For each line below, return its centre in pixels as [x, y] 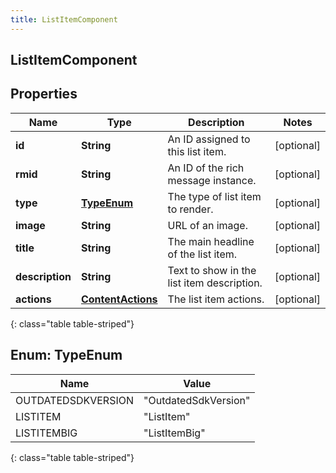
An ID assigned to [209, 139]
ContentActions [119, 299]
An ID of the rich [206, 168]
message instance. [212, 180]
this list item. [197, 151]
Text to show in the [212, 270]
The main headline [211, 241]
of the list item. [202, 254]
